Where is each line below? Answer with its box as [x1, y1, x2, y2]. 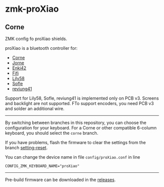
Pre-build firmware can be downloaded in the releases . [5, 177, 116, 183]
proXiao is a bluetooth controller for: [5, 45, 78, 51]
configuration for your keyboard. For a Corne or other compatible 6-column [5, 125, 157, 130]
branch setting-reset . [5, 145, 48, 150]
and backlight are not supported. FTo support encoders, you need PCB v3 [5, 101, 154, 106]
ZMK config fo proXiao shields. [5, 36, 67, 42]
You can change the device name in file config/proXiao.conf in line [5, 154, 141, 160]
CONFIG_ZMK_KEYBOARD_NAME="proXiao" [5, 164, 80, 168]
